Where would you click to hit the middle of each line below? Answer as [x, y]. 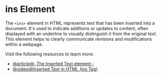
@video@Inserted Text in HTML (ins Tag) [55, 69]
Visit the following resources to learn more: [50, 54]
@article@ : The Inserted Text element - [53, 63]
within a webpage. [24, 44]
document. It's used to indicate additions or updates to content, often [77, 28]
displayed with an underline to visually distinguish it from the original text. [81, 33]
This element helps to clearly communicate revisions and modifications [78, 39]
